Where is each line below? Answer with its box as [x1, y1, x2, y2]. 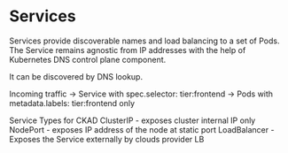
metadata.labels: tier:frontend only [9, 97, 136, 108]
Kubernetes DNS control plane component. [9, 54, 167, 65]
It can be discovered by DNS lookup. [9, 71, 144, 81]
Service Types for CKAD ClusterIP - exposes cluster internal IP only [9, 115, 256, 126]
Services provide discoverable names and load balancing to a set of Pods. [9, 35, 280, 46]
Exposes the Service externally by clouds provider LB [9, 134, 205, 144]
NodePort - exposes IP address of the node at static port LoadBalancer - [9, 124, 275, 134]
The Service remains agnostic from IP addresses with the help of [9, 44, 246, 55]
